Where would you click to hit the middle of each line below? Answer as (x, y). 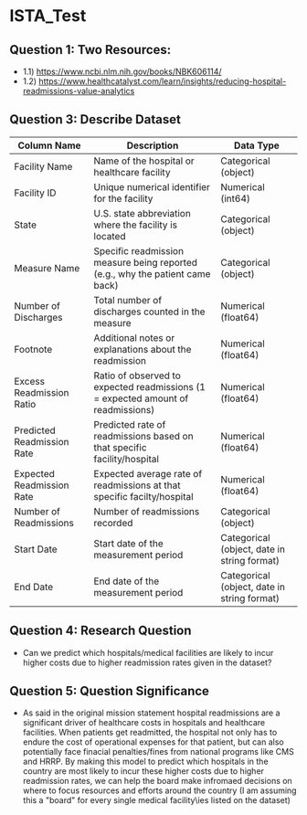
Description (153, 145)
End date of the (127, 581)
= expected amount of (141, 398)
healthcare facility (132, 172)
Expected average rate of (148, 473)
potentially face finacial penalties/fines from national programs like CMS (158, 752)
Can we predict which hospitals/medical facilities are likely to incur (148, 652)
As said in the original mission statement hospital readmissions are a (151, 713)
